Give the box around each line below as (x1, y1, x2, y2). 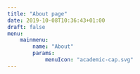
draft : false (7, 23, 46, 30)
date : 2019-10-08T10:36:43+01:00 (7, 17, 106, 24)
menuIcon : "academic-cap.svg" (44, 56, 134, 63)
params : (32, 50, 55, 57)
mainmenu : (20, 37, 49, 44)
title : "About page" (7, 10, 68, 18)
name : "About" (32, 43, 74, 50)
